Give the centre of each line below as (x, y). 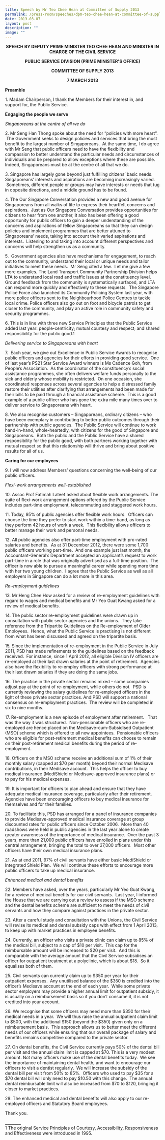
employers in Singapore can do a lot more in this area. (60, 576)
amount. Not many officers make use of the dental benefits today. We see (80, 1057)
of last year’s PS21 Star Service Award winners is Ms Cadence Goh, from (79, 363)
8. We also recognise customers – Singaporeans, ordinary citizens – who (79, 414)
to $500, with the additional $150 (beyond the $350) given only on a (74, 1022)
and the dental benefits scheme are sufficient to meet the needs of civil (77, 905)
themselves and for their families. (39, 804)
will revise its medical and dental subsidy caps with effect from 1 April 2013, (82, 925)
